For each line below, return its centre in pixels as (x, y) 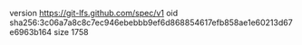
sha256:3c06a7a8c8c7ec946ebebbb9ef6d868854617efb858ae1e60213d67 (151, 22)
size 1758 (71, 32)
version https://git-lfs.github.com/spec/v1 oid (94, 13)
